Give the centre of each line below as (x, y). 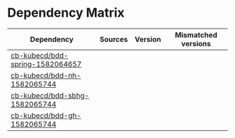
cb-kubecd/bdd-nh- (46, 75)
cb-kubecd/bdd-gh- (46, 115)
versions (196, 43)
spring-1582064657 (46, 64)
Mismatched (196, 35)
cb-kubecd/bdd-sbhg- (50, 95)
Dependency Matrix (66, 13)
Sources (114, 39)
